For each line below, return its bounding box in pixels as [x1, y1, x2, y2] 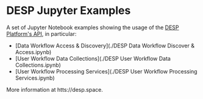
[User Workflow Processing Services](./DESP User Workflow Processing [15, 67, 198, 75]
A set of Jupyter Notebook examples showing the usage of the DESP [6, 24, 179, 31]
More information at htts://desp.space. [6, 86, 104, 93]
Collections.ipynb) [15, 61, 61, 69]
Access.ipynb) [15, 48, 52, 55]
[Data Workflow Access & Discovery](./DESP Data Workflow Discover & [15, 42, 195, 49]
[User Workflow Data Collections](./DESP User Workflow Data [15, 55, 171, 62]
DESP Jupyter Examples [6, 4, 131, 18]
